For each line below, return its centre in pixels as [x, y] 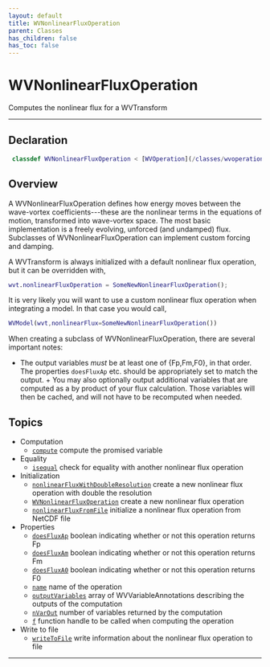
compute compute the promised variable [97, 450]
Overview [33, 184]
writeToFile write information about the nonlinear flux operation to [142, 638]
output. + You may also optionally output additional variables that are [134, 380]
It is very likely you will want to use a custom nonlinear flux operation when [133, 300]
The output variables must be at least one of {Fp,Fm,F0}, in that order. [135, 363]
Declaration [38, 140]
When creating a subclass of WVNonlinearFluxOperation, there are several [132, 339]
